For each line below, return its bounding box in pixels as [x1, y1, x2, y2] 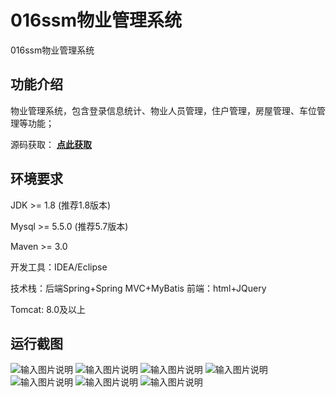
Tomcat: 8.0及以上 [10, 303, 87, 315]
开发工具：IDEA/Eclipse [10, 261, 108, 273]
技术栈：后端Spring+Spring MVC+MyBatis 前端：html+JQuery [10, 282, 267, 294]
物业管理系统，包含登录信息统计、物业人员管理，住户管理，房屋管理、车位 [10, 104, 317, 116]
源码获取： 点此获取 [10, 138, 92, 150]
